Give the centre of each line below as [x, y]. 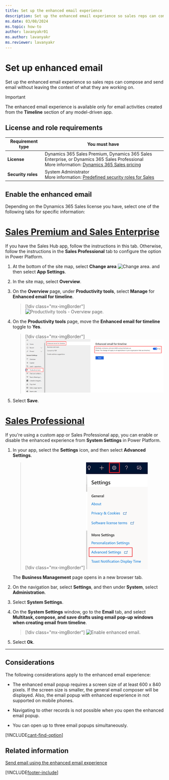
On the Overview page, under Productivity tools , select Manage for [83, 291]
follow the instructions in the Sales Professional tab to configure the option [83, 251]
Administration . [29, 592]
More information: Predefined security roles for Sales [99, 177]
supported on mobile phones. [43, 700]
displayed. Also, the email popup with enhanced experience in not [81, 695]
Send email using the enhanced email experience [56, 763]
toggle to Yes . [27, 326]
